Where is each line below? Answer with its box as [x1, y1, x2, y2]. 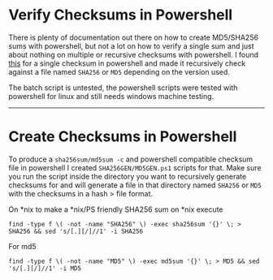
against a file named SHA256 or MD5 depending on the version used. [8, 67, 230, 76]
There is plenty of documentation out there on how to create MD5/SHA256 [8, 32, 258, 42]
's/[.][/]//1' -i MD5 [8, 264, 82, 273]
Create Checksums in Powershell [8, 127, 237, 146]
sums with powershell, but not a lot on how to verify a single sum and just [8, 41, 254, 50]
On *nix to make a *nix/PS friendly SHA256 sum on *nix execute [8, 205, 223, 214]
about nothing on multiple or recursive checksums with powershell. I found [8, 50, 258, 59]
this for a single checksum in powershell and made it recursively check [8, 58, 246, 68]
